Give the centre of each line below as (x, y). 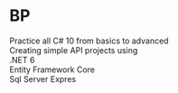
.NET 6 (22, 60)
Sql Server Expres (43, 79)
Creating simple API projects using (74, 50)
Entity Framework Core (52, 70)
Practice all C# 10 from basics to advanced (89, 41)
